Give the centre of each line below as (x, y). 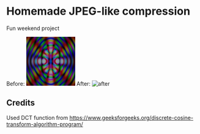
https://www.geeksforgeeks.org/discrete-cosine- (131, 117)
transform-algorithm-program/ (45, 124)
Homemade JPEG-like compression (98, 11)
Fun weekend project (33, 28)
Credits (21, 103)
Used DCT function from (37, 117)
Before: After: (48, 83)
